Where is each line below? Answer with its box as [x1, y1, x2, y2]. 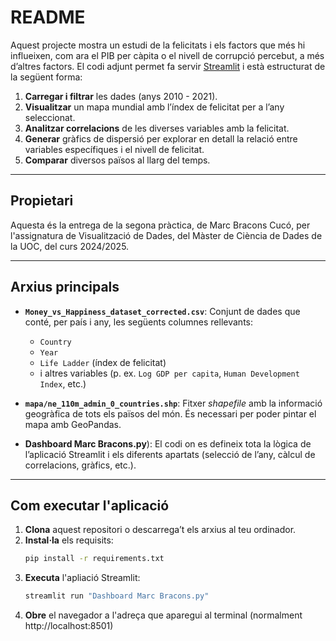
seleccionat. [24, 111, 76, 123]
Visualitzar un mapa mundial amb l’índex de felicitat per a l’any [24, 101, 285, 113]
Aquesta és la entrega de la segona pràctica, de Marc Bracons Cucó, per [10, 219, 311, 231]
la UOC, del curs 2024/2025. [10, 240, 130, 252]
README [10, 6, 86, 29]
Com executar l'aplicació [10, 497, 170, 514]
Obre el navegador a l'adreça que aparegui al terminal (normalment [24, 609, 303, 621]
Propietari [10, 192, 74, 210]
